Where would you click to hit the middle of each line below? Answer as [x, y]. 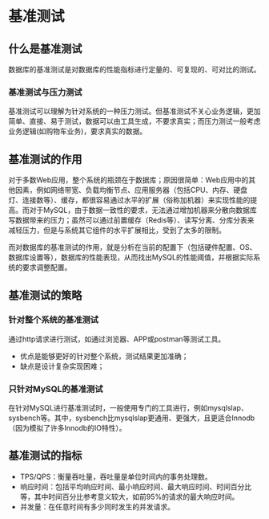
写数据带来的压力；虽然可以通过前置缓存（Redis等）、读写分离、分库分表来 [131, 220]
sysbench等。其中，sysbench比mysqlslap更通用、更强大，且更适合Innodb [132, 418]
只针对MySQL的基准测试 [56, 389]
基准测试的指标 [45, 456]
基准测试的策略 [45, 295]
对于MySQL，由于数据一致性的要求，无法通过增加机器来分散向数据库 [143, 210]
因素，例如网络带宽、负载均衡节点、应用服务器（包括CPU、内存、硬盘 [131, 190]
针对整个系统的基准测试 [53, 320]
